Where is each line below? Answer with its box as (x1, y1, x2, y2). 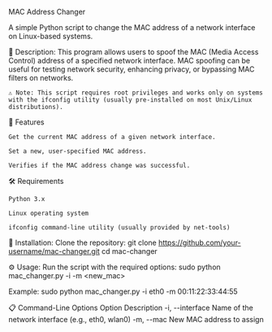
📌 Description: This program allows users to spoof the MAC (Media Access (8, 47, 259, 56)
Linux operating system (8, 209, 89, 217)
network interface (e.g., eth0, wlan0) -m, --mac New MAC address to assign (8, 315, 264, 324)
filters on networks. (8, 73, 74, 82)
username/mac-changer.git (8, 247, 100, 256)
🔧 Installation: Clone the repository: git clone (8, 238, 157, 247)
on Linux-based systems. (8, 32, 93, 41)
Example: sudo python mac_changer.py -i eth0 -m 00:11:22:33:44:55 (8, 286, 238, 296)
